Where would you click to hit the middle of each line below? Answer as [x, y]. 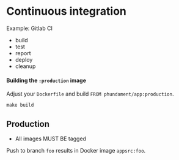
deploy [24, 59]
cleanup [25, 66]
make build [20, 105]
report [23, 53]
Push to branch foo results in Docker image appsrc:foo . [76, 150]
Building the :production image [46, 80]
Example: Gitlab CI [30, 28]
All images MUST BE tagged [51, 139]
